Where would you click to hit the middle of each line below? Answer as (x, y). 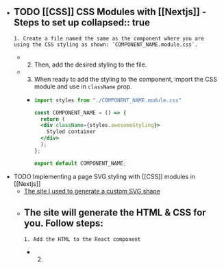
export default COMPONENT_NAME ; (80, 163)
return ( (52, 119)
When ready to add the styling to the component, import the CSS (126, 79)
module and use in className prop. (83, 86)
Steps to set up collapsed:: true (82, 23)
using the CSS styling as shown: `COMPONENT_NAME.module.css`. (106, 45)
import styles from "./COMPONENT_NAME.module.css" (108, 100)
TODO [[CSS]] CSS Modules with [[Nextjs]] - (110, 12)
